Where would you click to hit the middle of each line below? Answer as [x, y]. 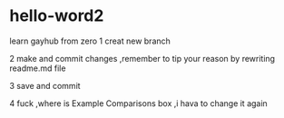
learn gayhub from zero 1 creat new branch [90, 41]
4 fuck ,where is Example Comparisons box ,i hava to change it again [138, 103]
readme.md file [38, 68]
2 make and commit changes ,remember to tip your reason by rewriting [142, 58]
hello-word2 [57, 16]
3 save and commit [45, 85]
